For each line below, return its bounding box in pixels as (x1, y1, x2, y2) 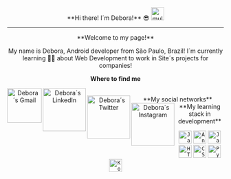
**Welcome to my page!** (76, 33, 155, 41)
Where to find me (90, 74, 141, 82)
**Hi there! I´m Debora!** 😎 (67, 14, 150, 22)
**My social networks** (143, 95, 212, 103)
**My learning (178, 102, 221, 110)
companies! (98, 61, 133, 69)
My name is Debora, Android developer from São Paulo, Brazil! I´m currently (8, 47, 223, 55)
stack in (188, 110, 211, 118)
